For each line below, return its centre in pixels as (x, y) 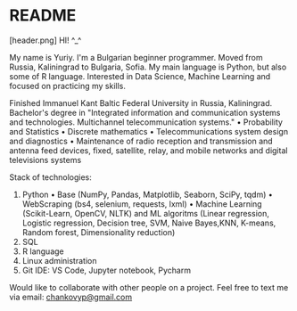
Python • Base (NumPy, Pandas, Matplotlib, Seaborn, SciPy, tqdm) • (148, 194)
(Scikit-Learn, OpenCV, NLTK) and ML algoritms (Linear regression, (145, 213)
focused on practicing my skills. (68, 86)
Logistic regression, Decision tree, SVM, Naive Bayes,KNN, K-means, (149, 223)
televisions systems (45, 160)
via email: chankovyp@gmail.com (71, 297)
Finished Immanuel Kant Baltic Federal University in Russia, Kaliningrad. (141, 102)
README (43, 16)
